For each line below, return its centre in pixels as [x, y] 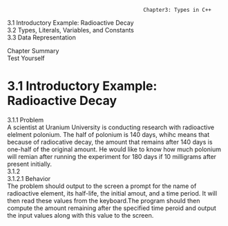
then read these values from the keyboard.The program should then [104, 200]
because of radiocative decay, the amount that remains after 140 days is [110, 142]
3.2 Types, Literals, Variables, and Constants [71, 30]
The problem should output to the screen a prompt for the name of [102, 186]
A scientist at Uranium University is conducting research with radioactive [111, 127]
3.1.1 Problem [26, 120]
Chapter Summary [33, 51]
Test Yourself [26, 58]
